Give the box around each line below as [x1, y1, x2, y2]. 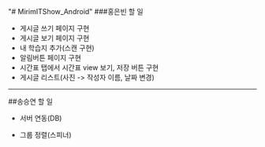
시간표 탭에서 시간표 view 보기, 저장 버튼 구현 [19, 63, 159, 72]
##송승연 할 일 [8, 97, 54, 106]
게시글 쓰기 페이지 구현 [19, 24, 90, 33]
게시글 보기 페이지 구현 [19, 34, 90, 42]
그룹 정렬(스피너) [19, 130, 73, 139]
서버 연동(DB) [19, 113, 62, 123]
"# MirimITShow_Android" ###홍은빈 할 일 [8, 7, 144, 16]
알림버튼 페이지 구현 [19, 53, 81, 62]
